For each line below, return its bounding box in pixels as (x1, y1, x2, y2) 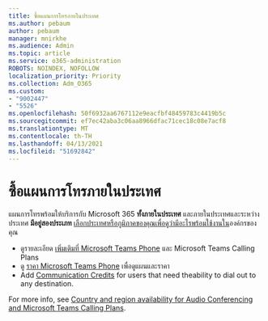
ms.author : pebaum (8, 19, 70, 27)
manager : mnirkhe (8, 34, 67, 43)
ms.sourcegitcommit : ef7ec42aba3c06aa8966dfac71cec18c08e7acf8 (8, 117, 227, 125)
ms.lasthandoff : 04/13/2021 (8, 139, 104, 148)
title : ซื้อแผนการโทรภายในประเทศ (8, 11, 100, 20)
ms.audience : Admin (8, 42, 74, 50)
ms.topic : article (8, 49, 70, 57)
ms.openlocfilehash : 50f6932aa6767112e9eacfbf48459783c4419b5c (8, 110, 227, 118)
